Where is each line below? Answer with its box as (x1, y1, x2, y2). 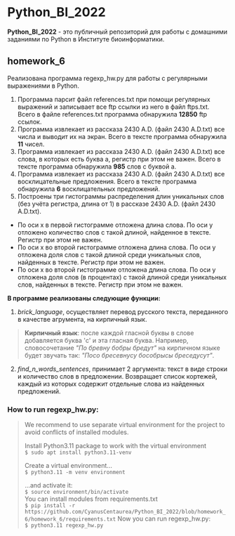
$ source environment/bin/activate (24, 489, 129, 496)
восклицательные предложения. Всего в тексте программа (17, 177, 197, 185)
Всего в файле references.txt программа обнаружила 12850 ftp (17, 110, 208, 118)
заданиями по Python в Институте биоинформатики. (7, 34, 165, 43)
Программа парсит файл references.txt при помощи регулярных (17, 95, 210, 103)
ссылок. (17, 117, 42, 126)
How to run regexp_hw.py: (7, 405, 100, 414)
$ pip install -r (24, 502, 76, 509)
